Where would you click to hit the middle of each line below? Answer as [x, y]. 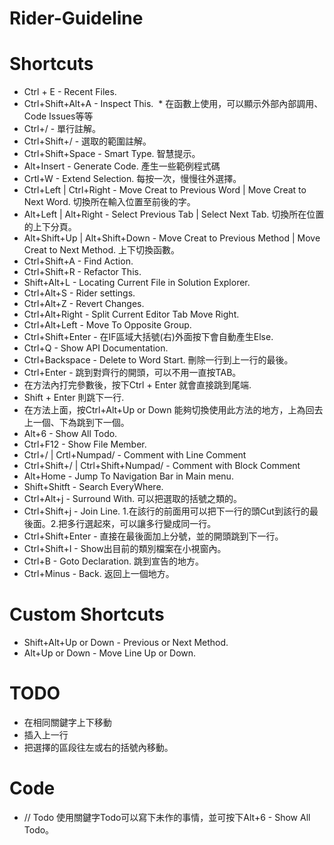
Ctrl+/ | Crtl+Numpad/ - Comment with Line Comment [135, 455]
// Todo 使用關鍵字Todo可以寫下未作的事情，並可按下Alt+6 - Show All [167, 817]
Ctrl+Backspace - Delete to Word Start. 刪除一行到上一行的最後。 [158, 360]
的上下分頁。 [50, 227]
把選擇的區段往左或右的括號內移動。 [98, 747]
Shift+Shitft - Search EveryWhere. [93, 487]
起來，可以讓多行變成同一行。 [155, 524]
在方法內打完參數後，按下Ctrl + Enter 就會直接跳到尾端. [137, 385]
